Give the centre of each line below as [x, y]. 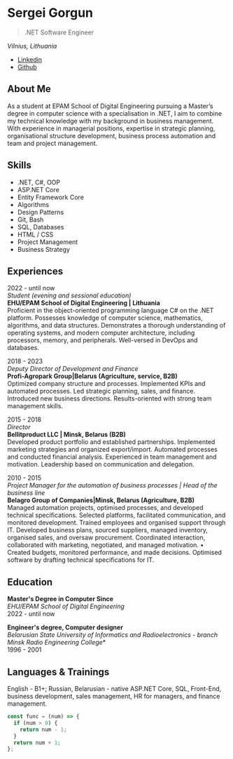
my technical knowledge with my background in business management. [111, 121]
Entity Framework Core [50, 197]
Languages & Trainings [58, 672]
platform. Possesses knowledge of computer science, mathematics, [105, 318]
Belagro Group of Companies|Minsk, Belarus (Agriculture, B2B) [101, 500]
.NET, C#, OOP [39, 182]
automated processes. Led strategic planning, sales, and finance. [101, 391]
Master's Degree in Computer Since [61, 599]
